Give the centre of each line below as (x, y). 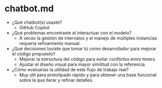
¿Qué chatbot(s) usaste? (37, 22)
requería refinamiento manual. (50, 43)
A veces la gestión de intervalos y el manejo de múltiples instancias (88, 38)
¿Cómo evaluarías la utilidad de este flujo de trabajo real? (70, 69)
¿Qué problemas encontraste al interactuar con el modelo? (72, 33)
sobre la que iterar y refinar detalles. (56, 80)
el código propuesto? (33, 54)
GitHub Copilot (34, 27)
